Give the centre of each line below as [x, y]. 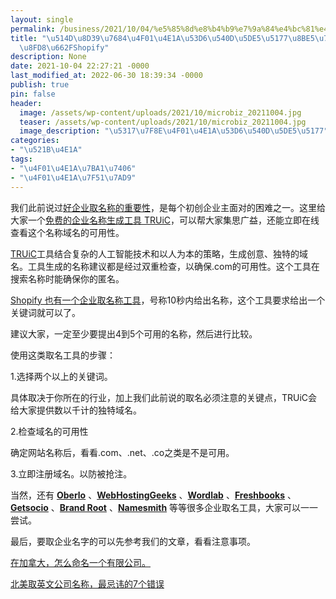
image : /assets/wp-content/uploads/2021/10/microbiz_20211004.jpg [160, 112]
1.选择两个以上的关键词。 [61, 376]
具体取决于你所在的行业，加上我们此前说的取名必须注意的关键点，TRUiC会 [164, 397]
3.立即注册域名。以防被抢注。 [71, 473]
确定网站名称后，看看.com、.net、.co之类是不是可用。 [122, 452]
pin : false [33, 94]
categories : [35, 141]
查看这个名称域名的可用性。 [67, 232]
